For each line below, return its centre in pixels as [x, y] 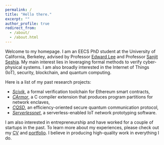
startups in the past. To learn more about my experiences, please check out [82, 127]
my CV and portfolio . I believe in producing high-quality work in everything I [82, 133]
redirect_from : [21, 28]
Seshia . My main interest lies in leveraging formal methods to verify [74, 62]
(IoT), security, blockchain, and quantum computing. [58, 72]
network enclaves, [31, 102]
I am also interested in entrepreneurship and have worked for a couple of [79, 122]
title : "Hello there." [28, 14]
